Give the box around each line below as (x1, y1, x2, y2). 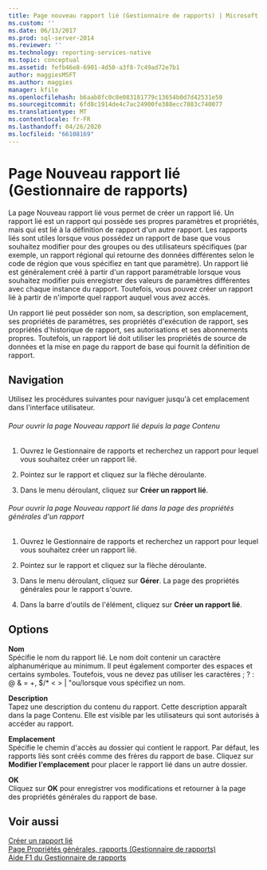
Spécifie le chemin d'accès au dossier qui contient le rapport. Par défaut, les (8, 743, 260, 752)
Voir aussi (8, 814, 59, 829)
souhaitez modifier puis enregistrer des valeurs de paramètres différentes (8, 276, 250, 285)
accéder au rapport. (8, 719, 74, 728)
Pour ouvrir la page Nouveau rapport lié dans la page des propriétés (8, 504, 234, 513)
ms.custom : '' (8, 19, 56, 27)
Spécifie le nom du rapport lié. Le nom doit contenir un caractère (8, 652, 221, 662)
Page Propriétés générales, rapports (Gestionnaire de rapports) (8, 845, 217, 854)
